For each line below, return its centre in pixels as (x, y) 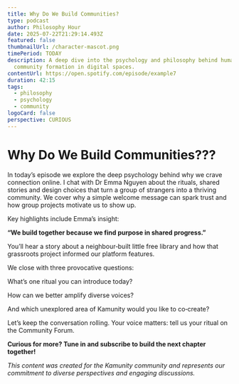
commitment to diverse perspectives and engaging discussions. (101, 373)
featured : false (31, 41)
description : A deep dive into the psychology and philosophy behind (113, 60)
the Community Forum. (41, 330)
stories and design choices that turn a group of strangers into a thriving (112, 190)
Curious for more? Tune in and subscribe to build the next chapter (107, 344)
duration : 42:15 (31, 80)
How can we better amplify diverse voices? (70, 295)
